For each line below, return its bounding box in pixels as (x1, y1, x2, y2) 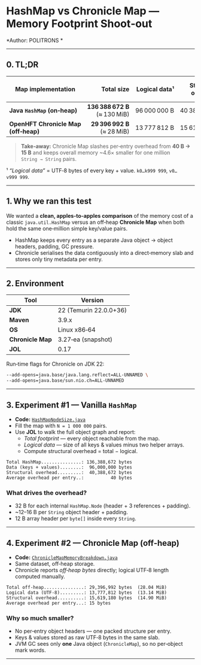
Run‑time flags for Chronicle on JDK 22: (6, 360, 105, 368)
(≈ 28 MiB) (99, 127, 130, 135)
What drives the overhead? (6, 488, 87, 497)
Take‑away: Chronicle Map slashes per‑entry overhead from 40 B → (20, 142, 191, 150)
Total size (101, 85, 130, 93)
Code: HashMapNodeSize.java (14, 415, 86, 423)
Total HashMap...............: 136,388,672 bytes (6, 459, 133, 465)
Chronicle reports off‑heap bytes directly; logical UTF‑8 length (14, 567, 169, 574)
